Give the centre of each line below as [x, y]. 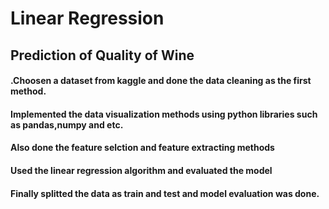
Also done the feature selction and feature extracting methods [142, 148]
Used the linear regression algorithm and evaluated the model [141, 170]
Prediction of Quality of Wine [102, 55]
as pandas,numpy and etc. [67, 124]
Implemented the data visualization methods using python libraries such [164, 114]
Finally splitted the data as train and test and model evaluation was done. [165, 193]
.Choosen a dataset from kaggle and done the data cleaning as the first [161, 81]
